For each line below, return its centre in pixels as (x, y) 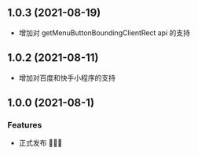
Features (25, 124)
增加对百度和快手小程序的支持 (67, 77)
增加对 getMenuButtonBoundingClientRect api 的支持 (104, 32)
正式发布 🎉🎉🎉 (40, 143)
